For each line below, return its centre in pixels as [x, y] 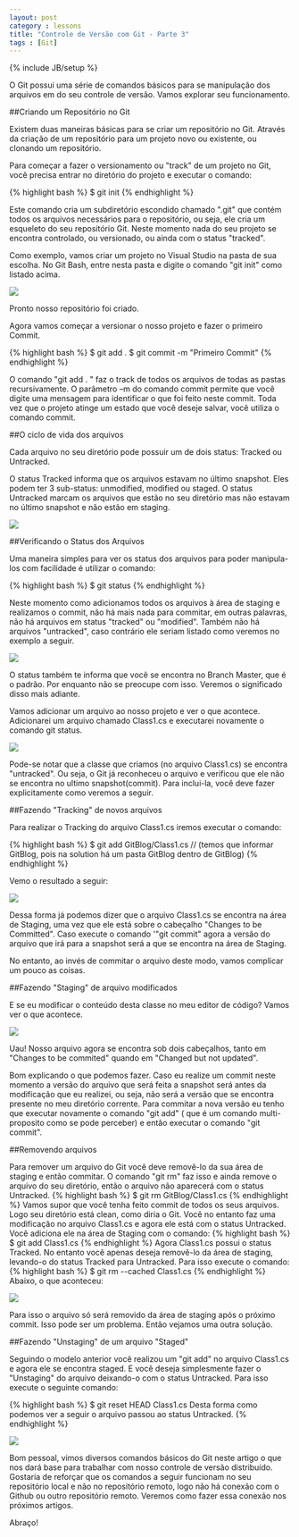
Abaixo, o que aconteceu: [57, 1281]
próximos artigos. [42, 1506]
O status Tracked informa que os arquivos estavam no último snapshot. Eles [149, 479]
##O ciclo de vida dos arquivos [66, 435]
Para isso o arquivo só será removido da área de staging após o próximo [142, 1315]
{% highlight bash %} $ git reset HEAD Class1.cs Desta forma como [133, 1405]
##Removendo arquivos [53, 1150]
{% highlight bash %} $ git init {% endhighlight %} [102, 192]
